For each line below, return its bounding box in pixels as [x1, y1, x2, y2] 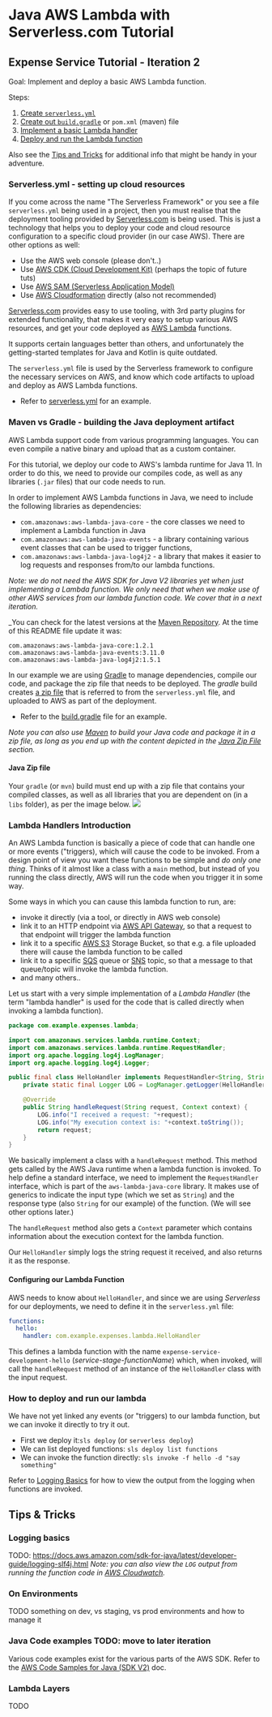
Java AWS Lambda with [8, 6, 171, 24]
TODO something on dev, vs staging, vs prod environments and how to [8, 1607, 245, 1616]
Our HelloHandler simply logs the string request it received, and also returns [8, 1247, 263, 1257]
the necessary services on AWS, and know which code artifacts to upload [8, 372, 255, 382]
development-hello [8, 1357, 70, 1365]
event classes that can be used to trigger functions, [19, 542, 193, 553]
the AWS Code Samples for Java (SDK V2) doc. [8, 1662, 167, 1672]
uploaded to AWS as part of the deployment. [8, 695, 157, 705]
